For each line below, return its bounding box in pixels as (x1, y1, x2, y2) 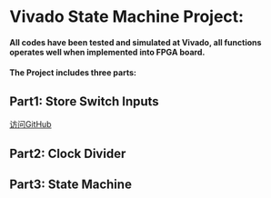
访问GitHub (9, 119, 52, 130)
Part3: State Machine (9, 176, 132, 192)
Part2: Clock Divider (9, 145, 126, 161)
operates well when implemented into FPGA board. (9, 46, 206, 57)
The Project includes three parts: (9, 67, 136, 78)
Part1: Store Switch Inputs (9, 94, 159, 109)
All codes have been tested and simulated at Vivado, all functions (9, 36, 262, 47)
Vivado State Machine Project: (9, 6, 244, 27)
